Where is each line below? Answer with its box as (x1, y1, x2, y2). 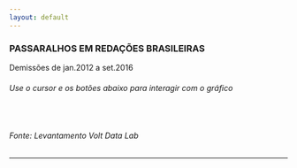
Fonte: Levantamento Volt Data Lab (9, 130, 139, 141)
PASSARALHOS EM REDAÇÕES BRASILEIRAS (9, 42, 205, 54)
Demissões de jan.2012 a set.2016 (9, 62, 134, 73)
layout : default (9, 12, 69, 22)
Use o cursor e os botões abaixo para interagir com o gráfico (9, 82, 233, 93)
